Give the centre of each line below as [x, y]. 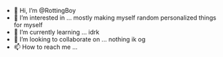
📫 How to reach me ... [45, 47]
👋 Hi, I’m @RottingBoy [45, 11]
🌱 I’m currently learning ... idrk [56, 32]
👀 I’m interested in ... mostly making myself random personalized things [115, 18]
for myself [28, 25]
